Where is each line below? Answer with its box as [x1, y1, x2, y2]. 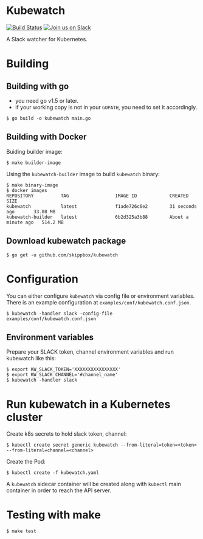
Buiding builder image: [6, 148, 63, 155]
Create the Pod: [6, 458, 46, 465]
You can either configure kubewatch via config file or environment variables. [6, 292, 195, 300]
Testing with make [6, 508, 101, 522]
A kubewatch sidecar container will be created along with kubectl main [6, 481, 181, 488]
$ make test [6, 528, 36, 535]
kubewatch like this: [6, 355, 57, 362]
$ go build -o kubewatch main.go [6, 115, 91, 122]
